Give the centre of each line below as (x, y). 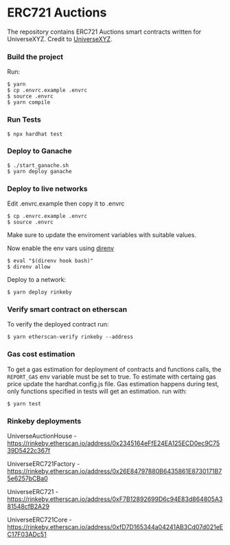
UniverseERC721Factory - (44, 464)
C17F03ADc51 (27, 535)
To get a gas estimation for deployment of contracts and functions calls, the (114, 369)
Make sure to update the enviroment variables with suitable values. (102, 235)
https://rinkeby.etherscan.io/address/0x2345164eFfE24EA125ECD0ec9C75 (114, 443)
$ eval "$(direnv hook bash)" (50, 261)
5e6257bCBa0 (27, 478)
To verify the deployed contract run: (58, 324)
